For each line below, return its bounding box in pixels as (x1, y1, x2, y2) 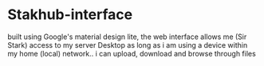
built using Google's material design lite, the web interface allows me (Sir (7, 32, 247, 41)
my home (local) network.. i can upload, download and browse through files (7, 49, 256, 58)
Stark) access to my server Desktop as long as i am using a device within (7, 40, 248, 49)
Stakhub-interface (7, 6, 133, 24)
